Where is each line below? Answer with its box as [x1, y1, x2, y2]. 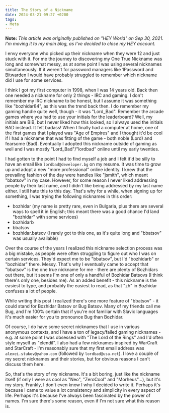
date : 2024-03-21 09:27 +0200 [5, 12, 69, 17]
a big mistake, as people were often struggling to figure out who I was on [5, 250, 157, 256]
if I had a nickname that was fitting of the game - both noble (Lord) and [5, 135, 152, 141]
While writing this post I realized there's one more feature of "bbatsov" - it [5, 298, 159, 304]
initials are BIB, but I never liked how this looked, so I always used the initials [5, 119, 163, 125]
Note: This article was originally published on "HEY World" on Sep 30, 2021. [5, 35, 163, 41]
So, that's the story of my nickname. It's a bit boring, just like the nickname [5, 371, 160, 377]
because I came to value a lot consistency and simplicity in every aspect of [5, 387, 161, 393]
